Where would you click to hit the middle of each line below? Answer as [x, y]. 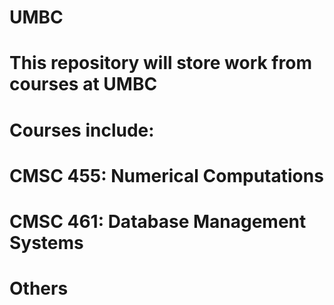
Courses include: [82, 130]
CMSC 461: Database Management [158, 221]
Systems [46, 242]
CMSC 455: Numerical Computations [166, 175]
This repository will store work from [160, 63]
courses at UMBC [83, 84]
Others [39, 288]
